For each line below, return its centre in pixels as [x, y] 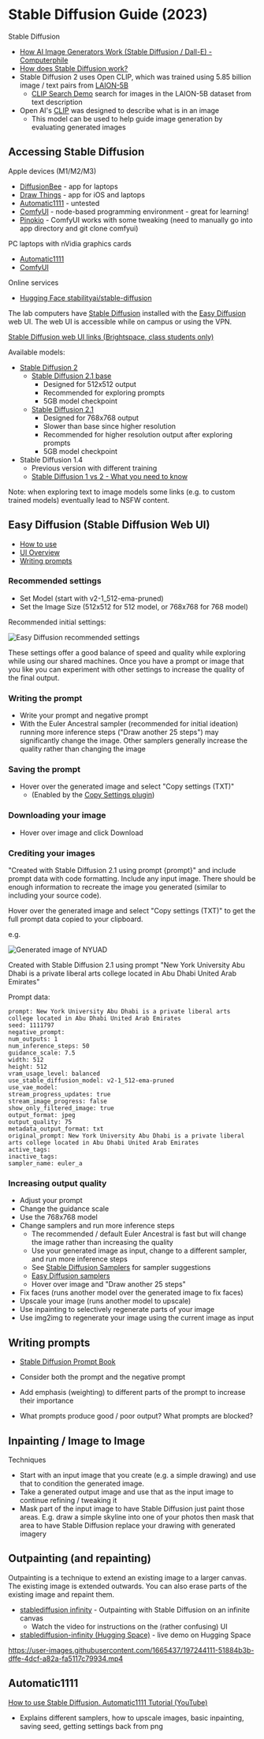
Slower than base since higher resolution [109, 426]
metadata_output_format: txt [56, 1129]
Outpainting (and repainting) [80, 1559]
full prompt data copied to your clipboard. [76, 919]
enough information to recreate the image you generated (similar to [117, 887]
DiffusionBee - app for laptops [69, 186]
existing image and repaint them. [61, 1594]
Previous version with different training [94, 468]
